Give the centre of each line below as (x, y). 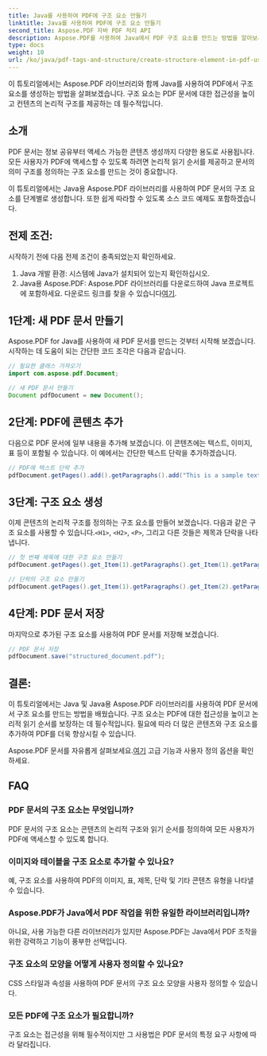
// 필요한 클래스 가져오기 (44, 367)
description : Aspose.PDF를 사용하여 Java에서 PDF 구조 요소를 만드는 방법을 (123, 38)
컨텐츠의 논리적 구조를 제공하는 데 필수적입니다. (90, 103)
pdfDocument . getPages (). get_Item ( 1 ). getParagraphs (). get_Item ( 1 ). (120, 565)
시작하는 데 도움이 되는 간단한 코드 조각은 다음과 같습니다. (97, 351)
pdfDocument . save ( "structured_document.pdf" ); (87, 657)
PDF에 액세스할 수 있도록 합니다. (58, 839)
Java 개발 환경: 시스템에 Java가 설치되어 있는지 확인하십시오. (115, 273)
